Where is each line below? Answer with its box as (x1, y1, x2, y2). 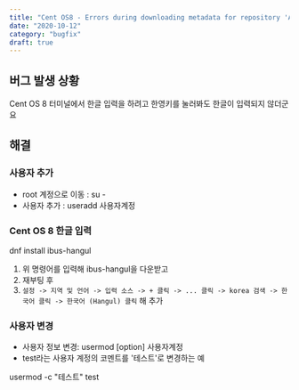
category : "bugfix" (9, 29, 82, 38)
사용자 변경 (9, 320, 54, 332)
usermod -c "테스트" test (9, 371, 100, 383)
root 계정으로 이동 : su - (21, 189, 107, 199)
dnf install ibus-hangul (9, 246, 92, 256)
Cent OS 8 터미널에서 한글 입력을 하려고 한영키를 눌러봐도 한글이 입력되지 (9, 99, 265, 110)
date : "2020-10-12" (9, 21, 82, 30)
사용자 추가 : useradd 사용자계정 (21, 199, 136, 210)
